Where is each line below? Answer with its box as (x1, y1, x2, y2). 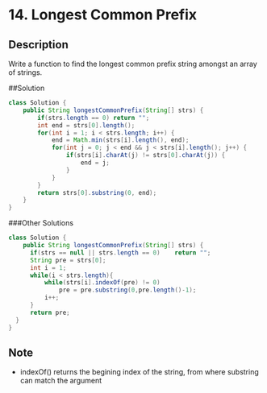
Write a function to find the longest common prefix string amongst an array (8, 59, 258, 68)
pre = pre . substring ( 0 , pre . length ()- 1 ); (59, 286, 197, 295)
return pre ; (29, 308, 70, 316)
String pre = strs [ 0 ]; (29, 256, 106, 264)
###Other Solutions (8, 218, 74, 228)
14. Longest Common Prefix (8, 6, 198, 24)
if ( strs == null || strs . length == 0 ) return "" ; (29, 248, 211, 257)
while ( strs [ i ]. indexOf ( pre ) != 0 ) (44, 279, 161, 287)
